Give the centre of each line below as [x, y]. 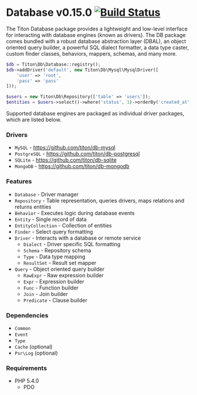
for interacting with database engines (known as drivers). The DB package [96, 35]
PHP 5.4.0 [27, 381]
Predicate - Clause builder [55, 300]
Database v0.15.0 [49, 13]
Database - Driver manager [47, 194]
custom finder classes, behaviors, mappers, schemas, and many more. [91, 53]
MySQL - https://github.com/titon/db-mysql [65, 148]
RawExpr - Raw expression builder [63, 275]
